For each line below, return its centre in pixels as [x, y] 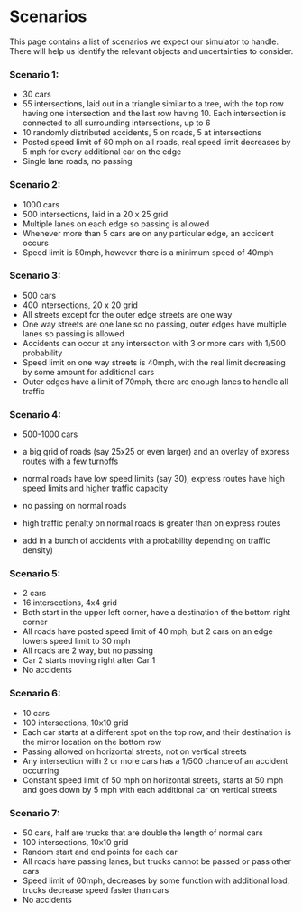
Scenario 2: [35, 185]
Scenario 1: [34, 74]
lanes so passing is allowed [73, 333]
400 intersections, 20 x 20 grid [80, 305]
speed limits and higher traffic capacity [95, 488]
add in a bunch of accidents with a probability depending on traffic [146, 541]
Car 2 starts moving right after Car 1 [89, 660]
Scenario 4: [35, 414]
